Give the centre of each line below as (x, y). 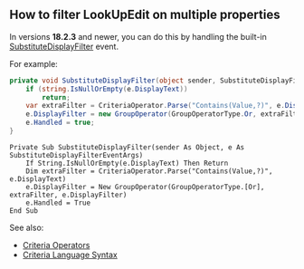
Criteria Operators (56, 245)
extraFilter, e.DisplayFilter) (68, 195)
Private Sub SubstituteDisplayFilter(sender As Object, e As (127, 147)
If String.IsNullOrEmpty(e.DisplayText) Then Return (127, 163)
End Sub (24, 211)
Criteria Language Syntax (70, 255)
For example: (34, 63)
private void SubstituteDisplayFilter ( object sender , (113, 81)
